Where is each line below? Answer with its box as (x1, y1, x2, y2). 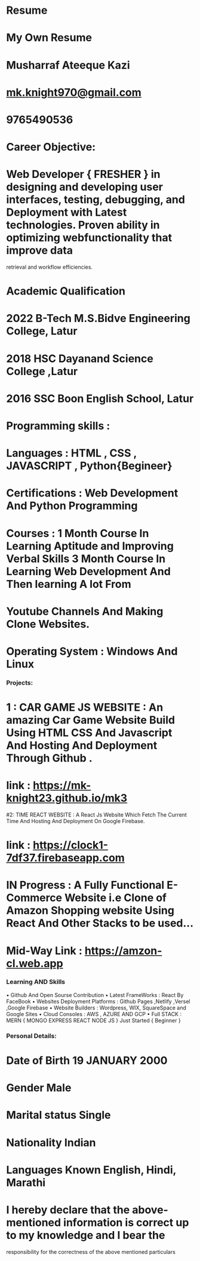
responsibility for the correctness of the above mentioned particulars (6, 1248, 176, 1255)
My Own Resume (6, 31, 93, 45)
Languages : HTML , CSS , (6, 446, 137, 460)
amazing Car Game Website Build (6, 713, 175, 727)
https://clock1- (32, 839, 109, 852)
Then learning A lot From (6, 577, 131, 591)
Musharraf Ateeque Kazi (6, 58, 130, 72)
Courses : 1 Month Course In (6, 526, 149, 540)
